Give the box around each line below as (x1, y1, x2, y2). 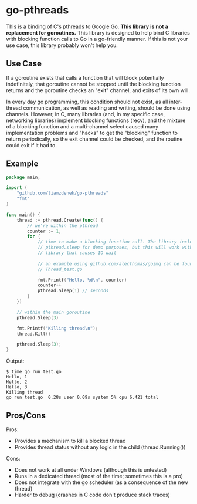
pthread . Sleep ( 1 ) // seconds (37, 288, 109, 294)
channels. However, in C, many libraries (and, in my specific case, (6, 110, 165, 117)
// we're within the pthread (27, 222, 98, 229)
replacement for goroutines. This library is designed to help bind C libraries (6, 29, 191, 36)
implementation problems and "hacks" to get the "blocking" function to (6, 129, 178, 136)
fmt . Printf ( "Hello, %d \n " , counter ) (37, 277, 127, 283)
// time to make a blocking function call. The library (37, 239, 177, 245)
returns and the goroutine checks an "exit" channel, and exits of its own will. (6, 86, 191, 94)
